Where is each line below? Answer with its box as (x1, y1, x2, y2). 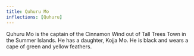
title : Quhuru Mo (6, 8, 49, 15)
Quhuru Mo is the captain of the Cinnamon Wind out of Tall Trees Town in (6, 30, 186, 37)
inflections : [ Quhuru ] (6, 14, 62, 20)
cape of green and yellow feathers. (6, 42, 92, 50)
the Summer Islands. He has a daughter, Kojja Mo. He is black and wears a (6, 37, 189, 44)
